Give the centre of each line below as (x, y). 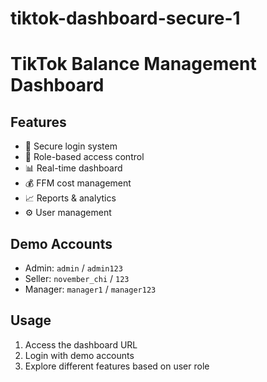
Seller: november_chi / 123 (77, 278)
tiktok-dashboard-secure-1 (125, 18)
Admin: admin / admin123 (73, 268)
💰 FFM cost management (78, 183)
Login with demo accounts (79, 355)
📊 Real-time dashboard (73, 168)
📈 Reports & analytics (70, 198)
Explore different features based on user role (117, 366)
